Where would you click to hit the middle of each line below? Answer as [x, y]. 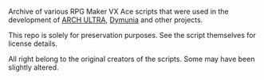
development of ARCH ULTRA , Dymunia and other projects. [106, 20]
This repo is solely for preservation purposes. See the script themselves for [132, 35]
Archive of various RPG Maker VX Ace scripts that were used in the [118, 11]
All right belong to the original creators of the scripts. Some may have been [132, 59]
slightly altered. [33, 67]
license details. [33, 44]
